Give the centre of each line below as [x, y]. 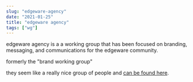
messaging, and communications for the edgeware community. [82, 51]
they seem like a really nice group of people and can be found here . [88, 73]
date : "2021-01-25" [30, 17]
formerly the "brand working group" [49, 62]
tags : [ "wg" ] [22, 28]
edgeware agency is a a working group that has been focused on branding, [96, 44]
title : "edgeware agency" [37, 22]
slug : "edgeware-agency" [36, 11]
